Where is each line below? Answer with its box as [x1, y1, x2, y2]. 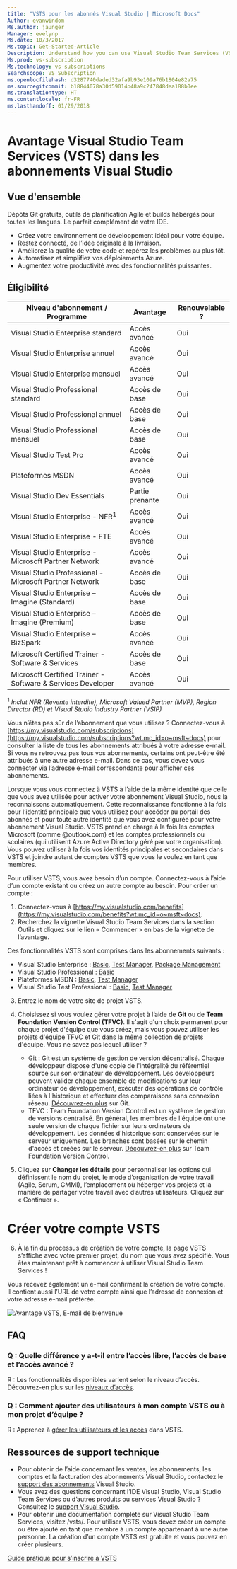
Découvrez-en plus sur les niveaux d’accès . [7, 1383, 135, 1391]
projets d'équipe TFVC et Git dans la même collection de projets [17, 1033, 204, 1041]
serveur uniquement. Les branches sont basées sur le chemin [28, 1137, 208, 1145]
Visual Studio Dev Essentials [11, 490, 105, 500]
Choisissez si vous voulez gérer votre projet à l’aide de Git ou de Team [17, 1010, 224, 1019]
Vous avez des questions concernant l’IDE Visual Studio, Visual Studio [17, 1488, 221, 1496]
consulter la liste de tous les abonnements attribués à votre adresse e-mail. [7, 741, 226, 750]
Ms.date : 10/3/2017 [7, 37, 65, 44]
